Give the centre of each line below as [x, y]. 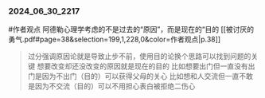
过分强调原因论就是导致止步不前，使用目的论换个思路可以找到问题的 [139, 57]
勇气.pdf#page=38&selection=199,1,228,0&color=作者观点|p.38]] [115, 39]
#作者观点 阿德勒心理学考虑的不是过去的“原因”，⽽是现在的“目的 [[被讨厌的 [131, 29]
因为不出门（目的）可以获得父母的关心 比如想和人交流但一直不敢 [147, 76]
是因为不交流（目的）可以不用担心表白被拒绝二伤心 [111, 86]
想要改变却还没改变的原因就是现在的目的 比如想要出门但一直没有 [142, 66]
